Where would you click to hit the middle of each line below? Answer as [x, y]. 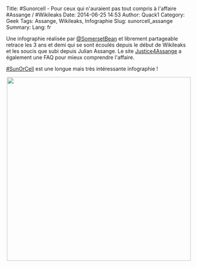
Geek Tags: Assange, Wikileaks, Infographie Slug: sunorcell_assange [90, 21]
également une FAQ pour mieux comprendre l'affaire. [70, 57]
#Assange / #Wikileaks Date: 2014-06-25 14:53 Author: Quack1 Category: [96, 15]
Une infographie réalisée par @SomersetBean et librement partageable [92, 39]
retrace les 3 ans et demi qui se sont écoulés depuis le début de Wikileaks [96, 45]
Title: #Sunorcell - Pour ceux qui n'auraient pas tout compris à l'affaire [91, 9]
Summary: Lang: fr [29, 27]
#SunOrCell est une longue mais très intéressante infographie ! [82, 69]
